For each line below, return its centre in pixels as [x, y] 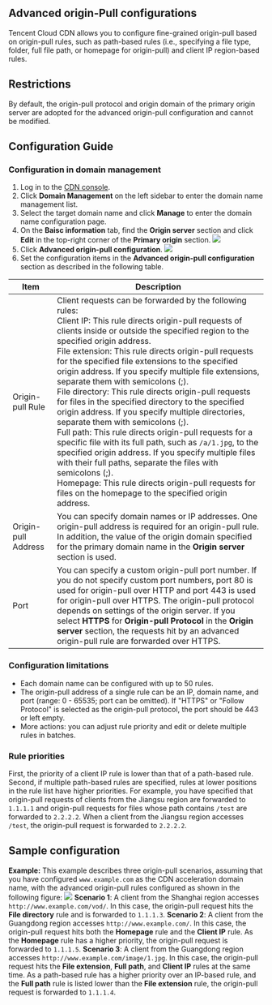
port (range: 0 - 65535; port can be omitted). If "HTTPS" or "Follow [132, 700]
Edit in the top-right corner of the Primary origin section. [115, 240]
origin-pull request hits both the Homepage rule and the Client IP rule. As [131, 931]
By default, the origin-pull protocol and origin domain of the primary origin [132, 104]
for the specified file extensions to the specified [147, 362]
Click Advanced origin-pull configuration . [91, 250]
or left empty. [42, 718]
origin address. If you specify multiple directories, [151, 412]
